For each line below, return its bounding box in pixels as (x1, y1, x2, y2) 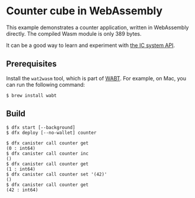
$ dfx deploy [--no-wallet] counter (6, 130, 97, 136)
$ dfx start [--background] (6, 124, 76, 130)
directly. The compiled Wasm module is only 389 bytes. (6, 30, 142, 37)
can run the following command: (6, 81, 85, 88)
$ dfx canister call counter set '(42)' (6, 171, 108, 177)
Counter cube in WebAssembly (6, 4, 163, 18)
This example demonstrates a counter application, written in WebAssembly (6, 24, 189, 31)
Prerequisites (6, 59, 57, 69)
